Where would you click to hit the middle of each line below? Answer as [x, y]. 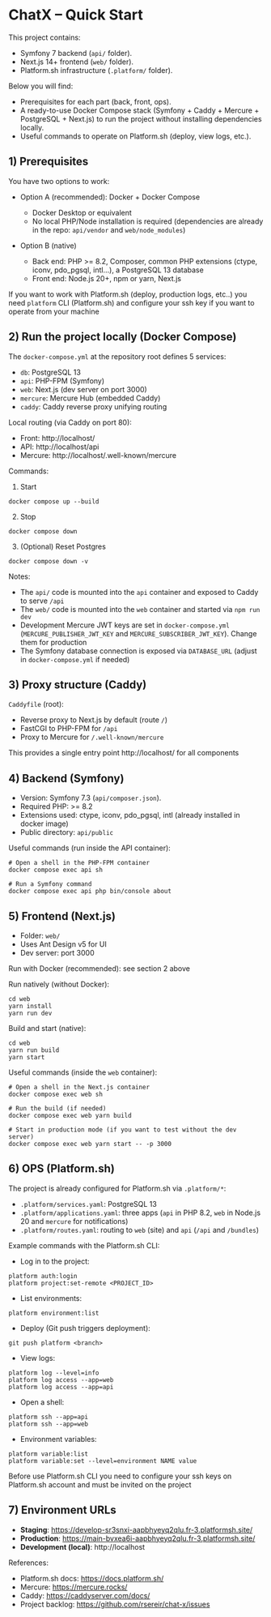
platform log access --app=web [61, 1380]
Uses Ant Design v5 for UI [64, 944]
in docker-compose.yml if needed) [75, 659]
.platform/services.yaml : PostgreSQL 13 [89, 1204]
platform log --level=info [54, 1373]
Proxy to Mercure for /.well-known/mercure [92, 737]
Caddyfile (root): [36, 704]
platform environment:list [54, 1313]
